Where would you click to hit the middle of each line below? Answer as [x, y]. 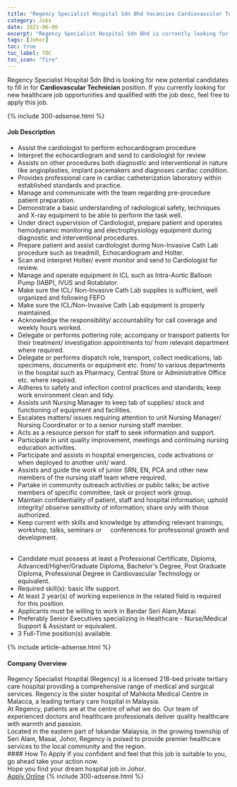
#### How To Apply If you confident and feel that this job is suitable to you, [117, 754]
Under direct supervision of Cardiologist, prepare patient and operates [120, 222]
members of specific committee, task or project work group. [105, 492]
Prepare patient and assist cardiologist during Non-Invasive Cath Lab [118, 245]
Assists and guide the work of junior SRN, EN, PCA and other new [113, 470]
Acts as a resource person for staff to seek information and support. [116, 432]
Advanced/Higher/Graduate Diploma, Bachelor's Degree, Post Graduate [122, 566]
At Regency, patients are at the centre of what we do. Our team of [103, 709]
